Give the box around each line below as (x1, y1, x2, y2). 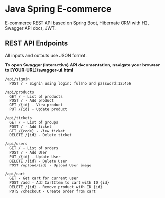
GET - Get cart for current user (9, 176, 79, 181)
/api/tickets (5, 115, 32, 120)
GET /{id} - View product (9, 102, 63, 107)
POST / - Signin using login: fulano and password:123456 (9, 81, 132, 86)
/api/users (5, 141, 28, 146)
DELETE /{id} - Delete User (9, 159, 68, 164)
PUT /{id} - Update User (9, 154, 61, 159)
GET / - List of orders (9, 145, 58, 151)
